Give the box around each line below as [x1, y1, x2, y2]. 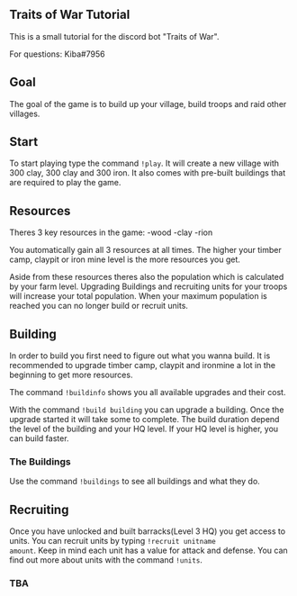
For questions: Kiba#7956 [9, 49, 105, 59]
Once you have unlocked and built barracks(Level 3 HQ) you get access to [9, 526, 286, 537]
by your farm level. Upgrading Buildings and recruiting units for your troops [9, 281, 288, 292]
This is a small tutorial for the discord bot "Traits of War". [9, 31, 220, 41]
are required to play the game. [9, 177, 121, 188]
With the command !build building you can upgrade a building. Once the [9, 404, 284, 415]
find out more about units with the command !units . [9, 555, 202, 565]
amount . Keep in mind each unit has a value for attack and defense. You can [9, 545, 288, 556]
